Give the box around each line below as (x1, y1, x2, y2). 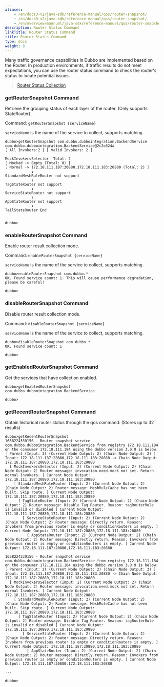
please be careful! (5, 280, 45, 285)
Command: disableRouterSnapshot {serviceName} (5, 320, 105, 326)
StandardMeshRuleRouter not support (5, 173, 80, 178)
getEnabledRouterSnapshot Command (5, 363, 99, 370)
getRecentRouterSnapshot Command (5, 408, 96, 415)
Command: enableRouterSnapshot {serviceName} (5, 253, 103, 259)
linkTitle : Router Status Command (5, 30, 76, 35)
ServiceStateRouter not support (5, 190, 71, 195)
